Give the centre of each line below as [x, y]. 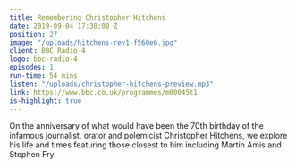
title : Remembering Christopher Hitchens [88, 17]
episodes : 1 [31, 68]
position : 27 [34, 34]
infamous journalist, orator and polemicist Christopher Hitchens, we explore [148, 136]
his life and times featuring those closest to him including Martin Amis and [145, 145]
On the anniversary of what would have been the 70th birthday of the [136, 126]
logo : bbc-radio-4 [43, 59]
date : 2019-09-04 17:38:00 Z [63, 26]
